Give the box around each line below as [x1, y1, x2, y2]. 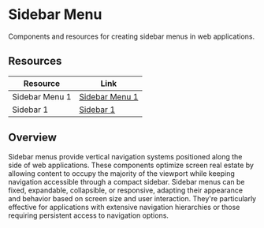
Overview [8, 131, 58, 144]
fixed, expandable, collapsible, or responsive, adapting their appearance [8, 185, 243, 195]
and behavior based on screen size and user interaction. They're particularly [8, 193, 257, 203]
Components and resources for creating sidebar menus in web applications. [8, 32, 255, 41]
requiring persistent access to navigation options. [8, 211, 169, 220]
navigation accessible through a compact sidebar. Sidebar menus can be [8, 177, 245, 186]
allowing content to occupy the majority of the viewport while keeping [8, 168, 235, 178]
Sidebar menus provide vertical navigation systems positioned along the [8, 151, 243, 161]
